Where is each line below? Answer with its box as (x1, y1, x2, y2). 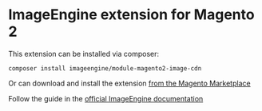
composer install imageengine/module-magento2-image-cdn (8, 64, 202, 73)
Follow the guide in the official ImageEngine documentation (8, 93, 204, 103)
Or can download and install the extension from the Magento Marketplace (8, 78, 251, 88)
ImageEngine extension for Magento (8, 6, 255, 24)
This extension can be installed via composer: (8, 49, 160, 58)
